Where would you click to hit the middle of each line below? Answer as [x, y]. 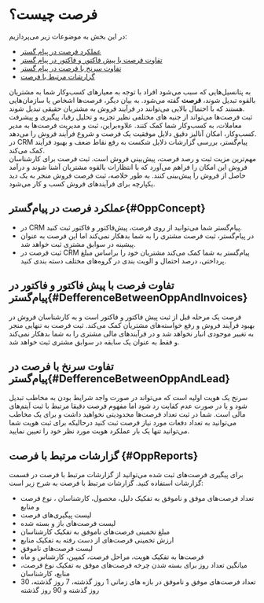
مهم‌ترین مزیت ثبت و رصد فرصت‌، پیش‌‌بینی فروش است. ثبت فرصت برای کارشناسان [132, 158]
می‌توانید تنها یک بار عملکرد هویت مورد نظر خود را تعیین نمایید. [99, 431]
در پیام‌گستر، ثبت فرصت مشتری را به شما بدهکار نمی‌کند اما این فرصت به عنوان [137, 235]
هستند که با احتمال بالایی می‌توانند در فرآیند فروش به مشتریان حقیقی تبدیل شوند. [127, 108]
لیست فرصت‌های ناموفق [57, 549]
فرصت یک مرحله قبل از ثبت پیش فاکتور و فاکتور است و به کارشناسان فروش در [125, 317]
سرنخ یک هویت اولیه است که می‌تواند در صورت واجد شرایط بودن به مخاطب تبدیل [128, 398]
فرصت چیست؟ [53, 15]
